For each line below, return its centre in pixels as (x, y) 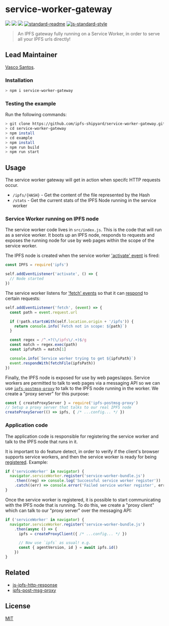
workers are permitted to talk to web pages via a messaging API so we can (82, 383)
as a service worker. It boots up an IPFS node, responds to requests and (80, 235)
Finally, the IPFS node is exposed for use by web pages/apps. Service (77, 378)
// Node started (27, 279)
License (18, 606)
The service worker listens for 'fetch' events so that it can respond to (77, 293)
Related (18, 573)
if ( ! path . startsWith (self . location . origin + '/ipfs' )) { (72, 322)
